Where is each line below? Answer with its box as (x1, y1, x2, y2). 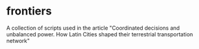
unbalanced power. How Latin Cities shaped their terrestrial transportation (6, 30, 193, 38)
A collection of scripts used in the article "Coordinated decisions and (6, 24, 180, 31)
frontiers (6, 4, 52, 18)
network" (6, 37, 30, 44)
